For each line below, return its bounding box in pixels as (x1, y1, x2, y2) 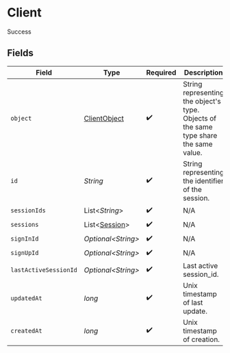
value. (183, 147, 203, 157)
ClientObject (84, 113, 125, 123)
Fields (7, 47, 34, 59)
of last (183, 297, 203, 307)
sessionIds (10, 207, 46, 215)
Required (146, 67, 177, 77)
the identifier (183, 176, 225, 186)
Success (7, 27, 32, 36)
